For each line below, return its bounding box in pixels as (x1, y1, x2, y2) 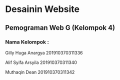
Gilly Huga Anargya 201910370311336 (5, 49, 83, 55)
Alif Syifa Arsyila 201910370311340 (5, 59, 77, 65)
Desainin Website (5, 3, 80, 15)
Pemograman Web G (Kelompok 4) (5, 23, 115, 32)
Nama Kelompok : (5, 38, 49, 45)
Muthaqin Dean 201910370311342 (5, 69, 75, 75)
